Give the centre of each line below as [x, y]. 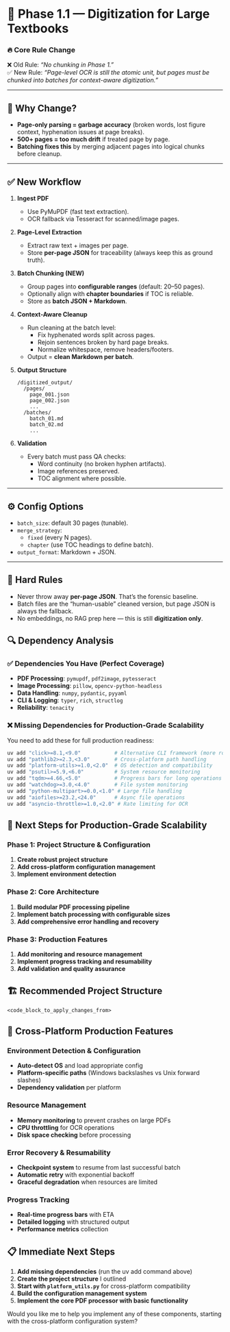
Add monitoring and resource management [79, 954]
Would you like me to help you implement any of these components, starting [114, 1314]
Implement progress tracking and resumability [85, 961]
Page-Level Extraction [49, 232]
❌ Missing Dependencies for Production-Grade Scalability [105, 726]
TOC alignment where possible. [82, 478]
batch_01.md [47, 419]
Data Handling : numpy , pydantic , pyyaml [72, 693]
